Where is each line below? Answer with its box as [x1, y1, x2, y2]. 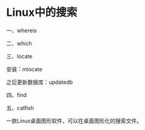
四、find [6, 91, 27, 98]
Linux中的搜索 [6, 5, 78, 19]
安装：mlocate [6, 65, 42, 73]
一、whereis [6, 27, 37, 34]
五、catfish [6, 104, 35, 111]
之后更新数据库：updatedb [6, 78, 73, 86]
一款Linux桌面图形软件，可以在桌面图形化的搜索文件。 [6, 117, 143, 125]
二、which [6, 39, 32, 47]
